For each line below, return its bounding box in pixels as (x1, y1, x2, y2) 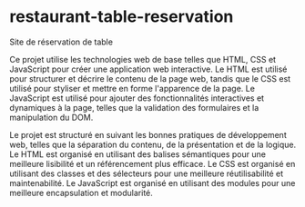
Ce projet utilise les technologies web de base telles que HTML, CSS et (9, 54, 276, 64)
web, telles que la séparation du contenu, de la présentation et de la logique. (9, 139, 297, 150)
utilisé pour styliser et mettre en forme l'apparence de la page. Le (9, 83, 255, 94)
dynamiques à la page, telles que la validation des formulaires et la (9, 102, 259, 113)
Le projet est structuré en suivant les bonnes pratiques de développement (9, 129, 287, 140)
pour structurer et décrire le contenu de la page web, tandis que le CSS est (9, 73, 291, 84)
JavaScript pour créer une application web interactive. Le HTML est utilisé (9, 64, 288, 74)
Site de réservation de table (9, 36, 114, 47)
